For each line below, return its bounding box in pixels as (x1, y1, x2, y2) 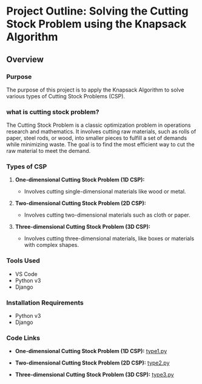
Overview (6, 54, 44, 64)
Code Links (6, 334, 41, 342)
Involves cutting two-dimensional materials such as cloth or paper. (24, 211, 190, 219)
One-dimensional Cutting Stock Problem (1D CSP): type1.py (15, 348, 167, 355)
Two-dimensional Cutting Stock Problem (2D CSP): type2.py (15, 359, 170, 366)
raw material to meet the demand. (6, 147, 91, 155)
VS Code (15, 270, 38, 277)
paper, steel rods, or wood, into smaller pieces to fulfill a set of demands (6, 135, 187, 142)
